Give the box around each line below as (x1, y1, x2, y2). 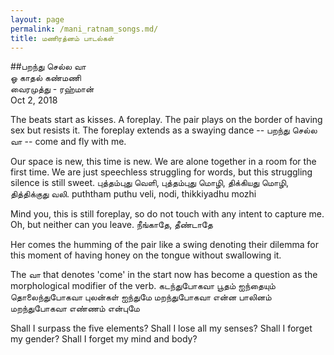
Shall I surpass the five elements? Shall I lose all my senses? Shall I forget (10, 322, 313, 335)
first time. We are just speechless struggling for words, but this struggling (10, 166, 313, 178)
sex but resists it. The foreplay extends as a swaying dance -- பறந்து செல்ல (10, 124, 318, 136)
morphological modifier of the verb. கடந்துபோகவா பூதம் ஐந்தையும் (10, 280, 276, 292)
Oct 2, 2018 (10, 94, 58, 106)
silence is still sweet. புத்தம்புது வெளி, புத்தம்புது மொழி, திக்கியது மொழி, (10, 177, 289, 189)
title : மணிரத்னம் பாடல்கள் (10, 33, 115, 43)
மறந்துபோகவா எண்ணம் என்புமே (10, 302, 140, 315)
